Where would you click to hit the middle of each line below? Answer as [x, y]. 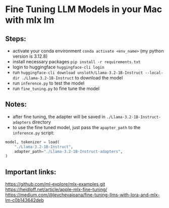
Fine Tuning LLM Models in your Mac [84, 9]
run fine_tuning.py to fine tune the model [56, 89]
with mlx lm [30, 20]
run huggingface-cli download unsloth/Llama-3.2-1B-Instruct [78, 72]
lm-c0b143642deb [24, 200]
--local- [154, 73]
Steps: [16, 39]
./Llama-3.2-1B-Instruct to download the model [72, 78]
